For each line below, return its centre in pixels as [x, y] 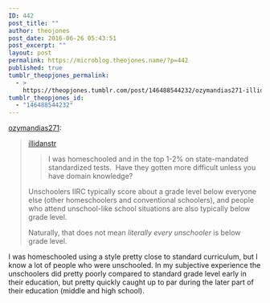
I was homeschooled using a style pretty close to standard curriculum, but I [133, 257]
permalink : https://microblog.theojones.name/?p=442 [98, 61]
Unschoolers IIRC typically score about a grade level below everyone [142, 192]
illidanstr [42, 143]
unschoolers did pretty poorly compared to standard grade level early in [127, 274]
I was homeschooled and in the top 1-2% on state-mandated [148, 159]
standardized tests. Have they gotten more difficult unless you [152, 168]
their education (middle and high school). [76, 291]
